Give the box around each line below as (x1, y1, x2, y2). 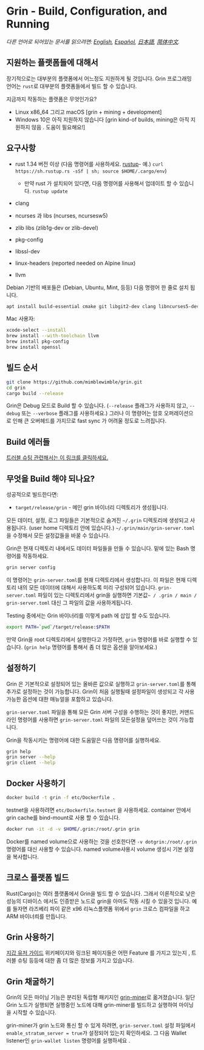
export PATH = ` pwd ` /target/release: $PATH (6, 624, 110, 630)
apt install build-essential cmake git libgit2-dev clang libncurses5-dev (6, 303, 200, 309)
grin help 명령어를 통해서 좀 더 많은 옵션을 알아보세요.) (25, 643, 158, 651)
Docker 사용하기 (6, 778, 66, 788)
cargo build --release (6, 390, 64, 396)
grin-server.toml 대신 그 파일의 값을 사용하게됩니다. (6, 599, 132, 606)
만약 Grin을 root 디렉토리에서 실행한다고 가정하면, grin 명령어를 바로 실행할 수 (6, 636, 191, 643)
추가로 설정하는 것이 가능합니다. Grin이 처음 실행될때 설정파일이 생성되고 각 (6, 688, 184, 695)
